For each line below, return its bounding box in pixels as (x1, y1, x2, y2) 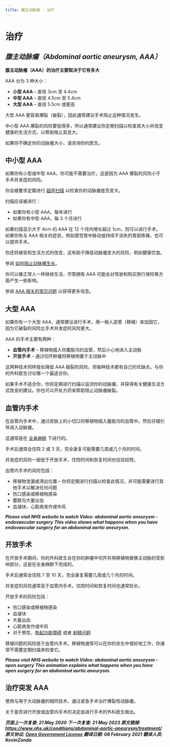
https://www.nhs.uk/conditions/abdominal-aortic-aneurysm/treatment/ (5, 725, 162, 731)
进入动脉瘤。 (9, 424, 36, 431)
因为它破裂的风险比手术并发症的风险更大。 (5, 325, 94, 331)
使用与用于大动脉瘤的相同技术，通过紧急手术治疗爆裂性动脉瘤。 (5, 698, 138, 704)
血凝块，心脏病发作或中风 (12, 504, 66, 510)
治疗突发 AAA (5, 684, 49, 692)
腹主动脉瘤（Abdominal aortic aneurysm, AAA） (5, 53, 161, 61)
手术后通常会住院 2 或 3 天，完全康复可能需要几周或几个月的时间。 (5, 446, 144, 452)
